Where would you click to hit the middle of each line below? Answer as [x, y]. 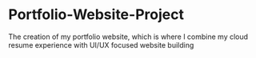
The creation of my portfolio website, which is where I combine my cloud [128, 37]
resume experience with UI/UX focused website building [101, 44]
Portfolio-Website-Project [96, 15]
